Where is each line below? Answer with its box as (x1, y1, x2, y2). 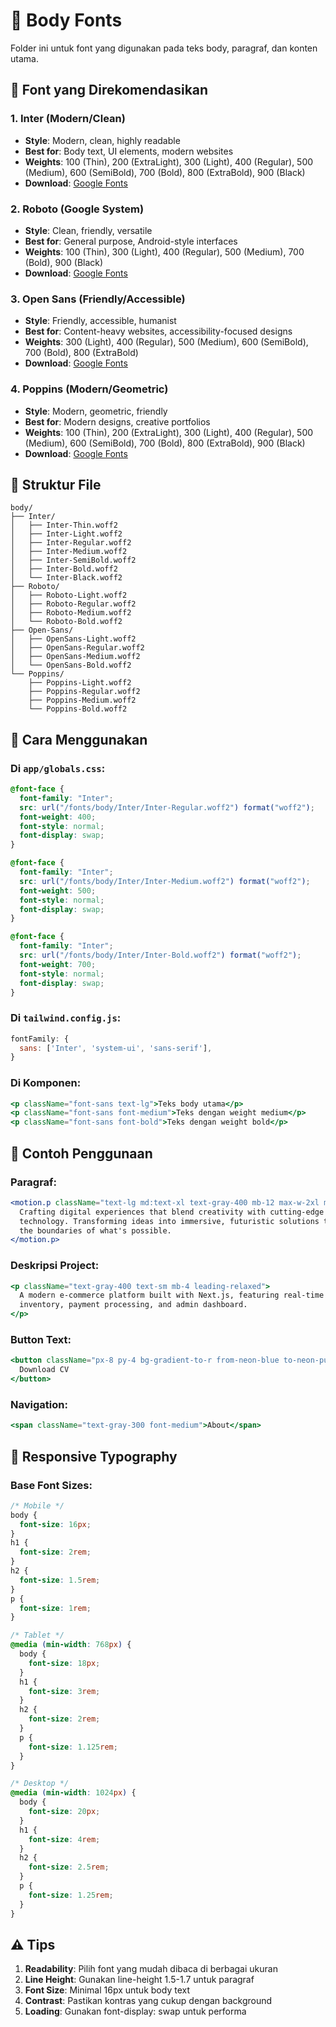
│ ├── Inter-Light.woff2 (10, 529, 123, 539)
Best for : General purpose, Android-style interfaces (24, 235, 238, 247)
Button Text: (10, 1333, 72, 1347)
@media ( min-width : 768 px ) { (10, 1640, 132, 1650)
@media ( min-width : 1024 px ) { (10, 1788, 137, 1798)
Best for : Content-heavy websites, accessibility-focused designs (24, 325, 293, 338)
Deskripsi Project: (10, 1259, 100, 1273)
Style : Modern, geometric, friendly (24, 405, 168, 417)
